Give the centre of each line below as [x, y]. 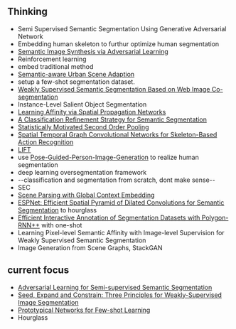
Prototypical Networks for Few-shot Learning [84, 310]
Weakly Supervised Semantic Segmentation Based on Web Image [114, 89]
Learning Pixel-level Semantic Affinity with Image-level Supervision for [121, 232]
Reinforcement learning [52, 59]
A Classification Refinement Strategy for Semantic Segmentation [112, 119]
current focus [38, 270]
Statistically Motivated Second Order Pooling [83, 126]
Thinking [28, 12]
